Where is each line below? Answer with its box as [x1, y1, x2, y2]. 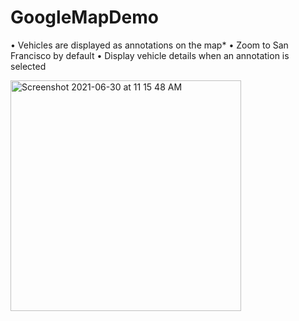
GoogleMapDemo [10, 6, 159, 29]
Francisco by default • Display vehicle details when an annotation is [10, 49, 290, 61]
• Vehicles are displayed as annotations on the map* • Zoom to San [10, 39, 289, 51]
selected [10, 60, 47, 72]
